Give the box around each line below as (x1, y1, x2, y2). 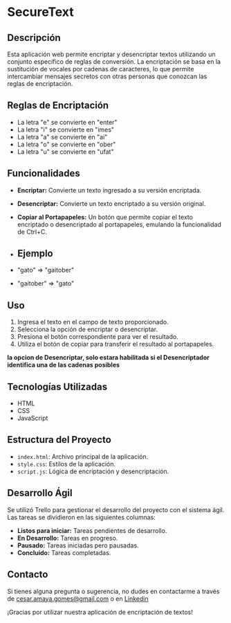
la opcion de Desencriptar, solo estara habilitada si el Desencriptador (7, 353, 210, 362)
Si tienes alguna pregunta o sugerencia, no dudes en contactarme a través (7, 587, 220, 595)
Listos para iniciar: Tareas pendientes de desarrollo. (17, 526, 167, 534)
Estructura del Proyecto (7, 434, 112, 446)
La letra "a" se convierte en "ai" (17, 132, 108, 141)
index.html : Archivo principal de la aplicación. (17, 452, 149, 461)
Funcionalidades (7, 168, 81, 179)
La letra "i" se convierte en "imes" (17, 125, 115, 134)
